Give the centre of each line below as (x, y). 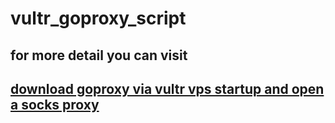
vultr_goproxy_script (98, 18)
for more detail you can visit (99, 55)
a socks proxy (55, 104)
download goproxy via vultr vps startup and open (167, 88)
